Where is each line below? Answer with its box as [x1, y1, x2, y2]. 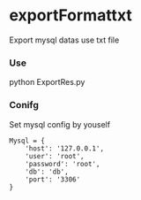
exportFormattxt [9, 5, 132, 26]
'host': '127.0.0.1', [25, 143, 104, 153]
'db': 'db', [25, 167, 69, 176]
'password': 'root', [25, 159, 100, 168]
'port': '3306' [25, 174, 81, 184]
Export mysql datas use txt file [9, 35, 120, 45]
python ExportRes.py [9, 77, 85, 88]
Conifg [9, 99, 40, 112]
